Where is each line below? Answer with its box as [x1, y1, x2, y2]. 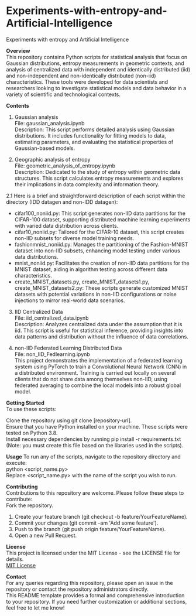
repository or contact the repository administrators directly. [6, 586, 149, 593]
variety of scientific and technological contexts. [6, 91, 121, 98]
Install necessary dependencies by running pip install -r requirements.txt [6, 435, 181, 443]
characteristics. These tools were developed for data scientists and [6, 78, 169, 85]
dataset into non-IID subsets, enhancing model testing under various [14, 247, 180, 254]
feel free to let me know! [6, 604, 65, 611]
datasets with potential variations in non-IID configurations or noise [14, 290, 177, 297]
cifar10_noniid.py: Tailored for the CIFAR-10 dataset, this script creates [14, 228, 184, 235]
